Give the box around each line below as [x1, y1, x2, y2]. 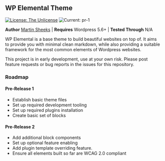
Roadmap [5, 73, 29, 80]
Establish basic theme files [12, 97, 67, 102]
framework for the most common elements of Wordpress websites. [5, 46, 142, 52]
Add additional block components [12, 135, 81, 141]
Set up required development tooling [12, 102, 87, 108]
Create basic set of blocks [12, 112, 66, 118]
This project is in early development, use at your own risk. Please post [5, 56, 148, 62]
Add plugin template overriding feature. [12, 145, 93, 151]
